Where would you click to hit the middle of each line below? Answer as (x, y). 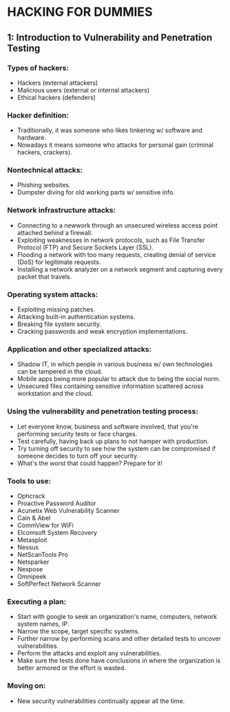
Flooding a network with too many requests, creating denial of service (116, 254)
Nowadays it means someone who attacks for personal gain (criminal (115, 145)
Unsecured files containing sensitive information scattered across (111, 386)
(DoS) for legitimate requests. (59, 262)
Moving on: (27, 686)
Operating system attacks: (53, 294)
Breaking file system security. (59, 324)
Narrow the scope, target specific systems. (78, 631)
